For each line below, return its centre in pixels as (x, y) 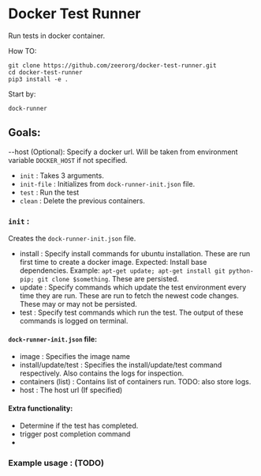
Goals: (24, 132)
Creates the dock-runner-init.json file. (72, 239)
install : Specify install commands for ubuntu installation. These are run (135, 254)
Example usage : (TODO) (56, 463)
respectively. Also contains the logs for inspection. (101, 373)
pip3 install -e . (38, 79)
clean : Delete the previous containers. (82, 200)
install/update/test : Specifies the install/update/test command (121, 365)
